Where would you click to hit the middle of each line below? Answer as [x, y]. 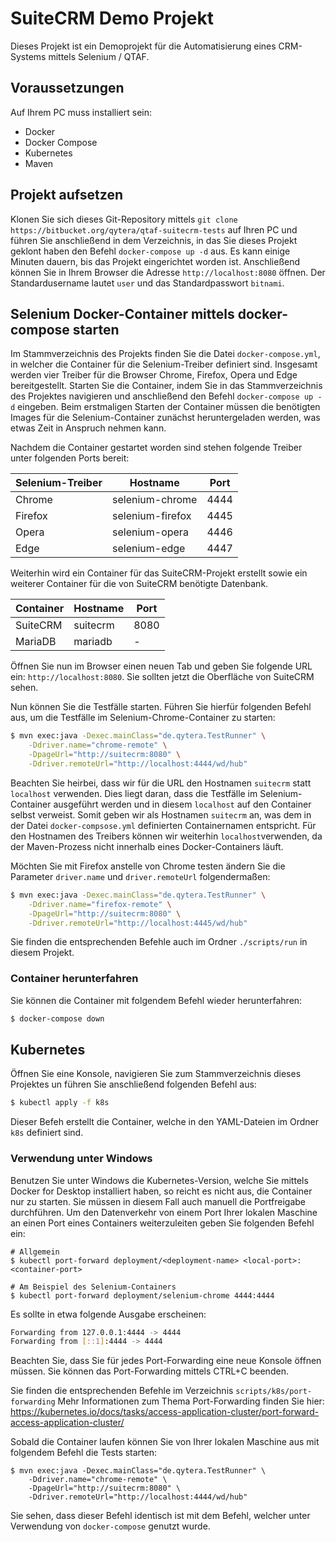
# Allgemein [35, 1252]
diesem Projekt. [42, 953]
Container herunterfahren [74, 979]
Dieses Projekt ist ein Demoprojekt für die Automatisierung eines [143, 46]
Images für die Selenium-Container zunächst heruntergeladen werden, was [165, 418]
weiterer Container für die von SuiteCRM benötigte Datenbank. [139, 584]
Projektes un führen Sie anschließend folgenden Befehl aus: [133, 1084]
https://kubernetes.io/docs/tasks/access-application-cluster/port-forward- [165, 1412]
